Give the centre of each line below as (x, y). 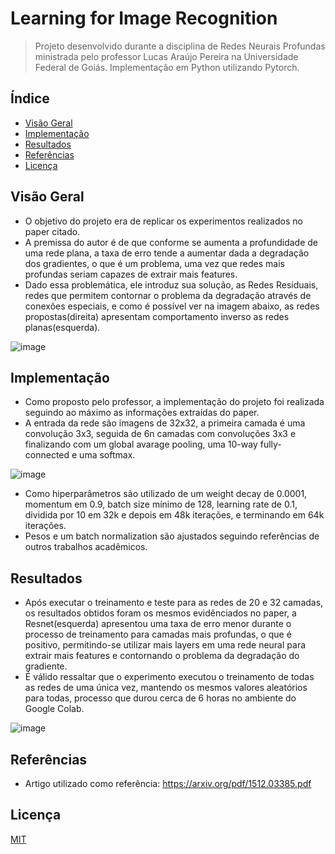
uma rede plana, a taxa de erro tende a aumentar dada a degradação (167, 253)
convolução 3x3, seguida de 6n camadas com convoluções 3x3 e (160, 434)
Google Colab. (54, 709)
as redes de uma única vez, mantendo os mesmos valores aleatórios (166, 688)
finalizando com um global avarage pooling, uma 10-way (141, 444)
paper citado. (52, 231)
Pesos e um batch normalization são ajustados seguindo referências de (172, 536)
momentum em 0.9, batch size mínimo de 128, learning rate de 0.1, (161, 504)
